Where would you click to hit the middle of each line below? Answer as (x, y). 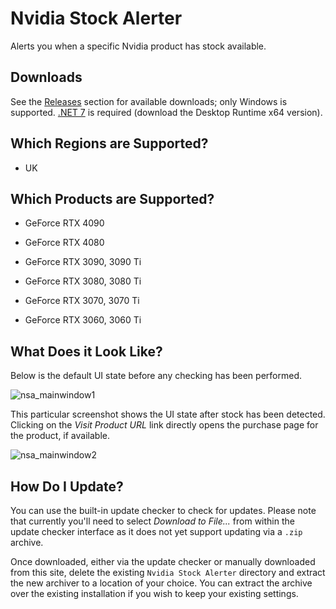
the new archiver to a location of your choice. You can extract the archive (161, 583)
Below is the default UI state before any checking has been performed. (156, 376)
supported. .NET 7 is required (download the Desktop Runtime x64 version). (166, 112)
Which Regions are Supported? (109, 143)
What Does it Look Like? (86, 351)
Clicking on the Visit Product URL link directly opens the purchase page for (164, 425)
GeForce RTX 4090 (64, 223)
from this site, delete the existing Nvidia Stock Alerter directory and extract (168, 572)
